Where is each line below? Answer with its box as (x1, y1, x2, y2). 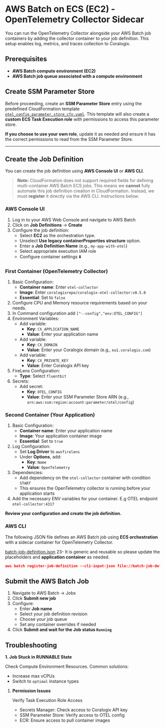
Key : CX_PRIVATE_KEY (27, 357, 69, 363)
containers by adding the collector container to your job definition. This (5, 35, 149, 41)
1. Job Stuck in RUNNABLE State (5, 654, 72, 660)
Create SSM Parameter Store (5, 88, 95, 96)
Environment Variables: (12, 315, 59, 321)
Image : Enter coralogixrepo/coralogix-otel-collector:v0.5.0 (19, 289, 146, 295)
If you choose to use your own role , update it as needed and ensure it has (5, 131, 156, 137)
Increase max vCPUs (12, 673, 55, 679)
